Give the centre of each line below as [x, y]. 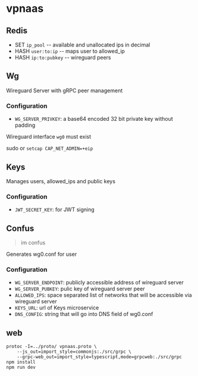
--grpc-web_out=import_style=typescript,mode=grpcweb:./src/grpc [100, 357]
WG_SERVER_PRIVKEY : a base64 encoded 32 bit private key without [94, 119]
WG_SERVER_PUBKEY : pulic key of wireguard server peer [80, 289]
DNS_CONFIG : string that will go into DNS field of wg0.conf [84, 314]
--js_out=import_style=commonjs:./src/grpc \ [74, 352]
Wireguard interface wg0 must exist [49, 137]
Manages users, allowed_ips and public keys [61, 181]
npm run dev [21, 368]
